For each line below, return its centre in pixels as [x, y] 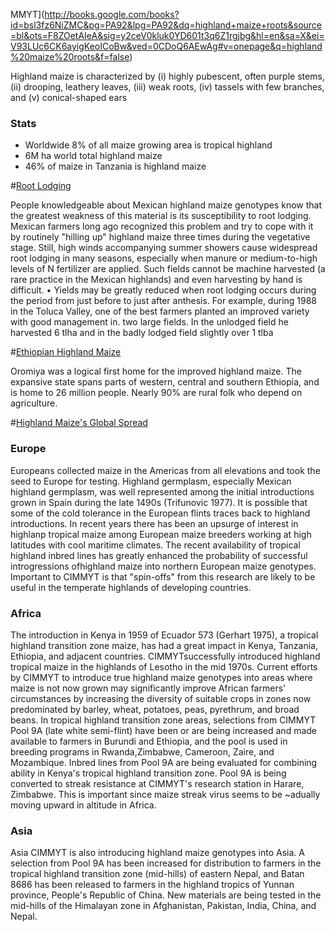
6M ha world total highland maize [93, 156]
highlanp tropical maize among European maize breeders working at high [161, 534]
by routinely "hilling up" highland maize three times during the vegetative [160, 237]
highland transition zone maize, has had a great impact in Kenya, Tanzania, [164, 645]
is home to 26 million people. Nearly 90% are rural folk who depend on [156, 393]
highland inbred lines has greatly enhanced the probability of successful [159, 555]
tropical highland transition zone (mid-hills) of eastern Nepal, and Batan [157, 874]
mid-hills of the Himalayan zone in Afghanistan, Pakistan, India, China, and [163, 906]
